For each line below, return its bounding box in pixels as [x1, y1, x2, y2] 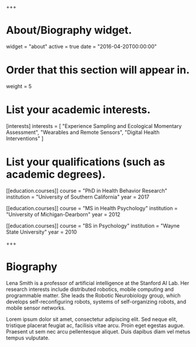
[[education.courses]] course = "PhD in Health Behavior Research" [6, 187, 168, 194]
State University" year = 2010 [6, 228, 77, 235]
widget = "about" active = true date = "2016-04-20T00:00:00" [6, 43, 157, 50]
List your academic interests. [6, 103, 151, 117]
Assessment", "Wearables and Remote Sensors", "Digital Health [6, 129, 160, 136]
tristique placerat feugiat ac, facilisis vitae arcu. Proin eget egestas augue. [6, 322, 185, 329]
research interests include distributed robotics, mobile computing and [6, 286, 174, 293]
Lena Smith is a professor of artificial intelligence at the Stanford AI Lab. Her [6, 279, 190, 286]
